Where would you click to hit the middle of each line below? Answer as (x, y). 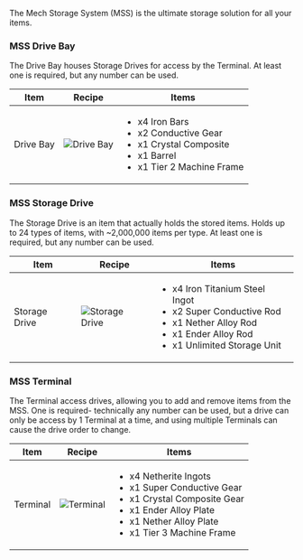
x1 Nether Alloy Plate (174, 521)
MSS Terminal (41, 381)
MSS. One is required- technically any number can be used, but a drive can (149, 410)
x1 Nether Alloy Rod (215, 322)
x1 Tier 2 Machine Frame (191, 167)
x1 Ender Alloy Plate (172, 509)
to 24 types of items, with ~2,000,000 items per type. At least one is (136, 232)
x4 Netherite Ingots (170, 476)
